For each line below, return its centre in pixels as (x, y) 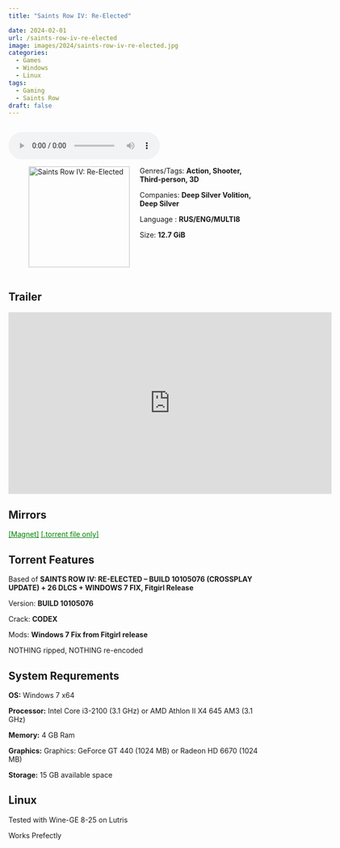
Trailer (25, 297)
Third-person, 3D (170, 179)
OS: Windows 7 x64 (42, 695)
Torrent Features (51, 559)
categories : (28, 53)
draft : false (30, 106)
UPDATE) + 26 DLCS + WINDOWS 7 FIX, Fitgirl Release (101, 588)
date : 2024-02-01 (38, 30)
